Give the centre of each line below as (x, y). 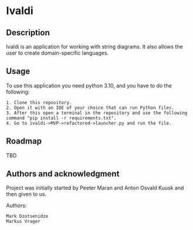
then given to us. (26, 194)
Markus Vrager (23, 222)
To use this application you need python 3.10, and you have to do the (89, 85)
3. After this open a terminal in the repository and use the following (97, 113)
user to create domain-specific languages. (57, 53)
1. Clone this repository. (39, 102)
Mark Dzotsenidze (27, 216)
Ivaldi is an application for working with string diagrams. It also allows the (94, 46)
